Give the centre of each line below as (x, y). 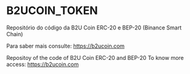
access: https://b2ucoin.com (43, 64)
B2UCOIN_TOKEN (52, 11)
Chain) (15, 34)
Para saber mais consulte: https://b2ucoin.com (66, 46)
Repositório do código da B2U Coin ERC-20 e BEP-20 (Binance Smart (94, 28)
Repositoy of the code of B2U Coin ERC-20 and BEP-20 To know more (95, 57)
